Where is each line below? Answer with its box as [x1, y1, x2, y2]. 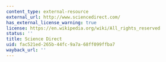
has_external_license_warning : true [6, 19, 97, 25]
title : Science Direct [6, 36, 62, 42]
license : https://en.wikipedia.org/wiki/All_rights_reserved [6, 25, 161, 31]
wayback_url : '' [6, 47, 46, 53]
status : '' [6, 31, 33, 37]
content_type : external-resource [6, 8, 89, 15]
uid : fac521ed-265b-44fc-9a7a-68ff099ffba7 [6, 42, 116, 48]
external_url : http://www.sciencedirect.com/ [6, 14, 120, 20]
